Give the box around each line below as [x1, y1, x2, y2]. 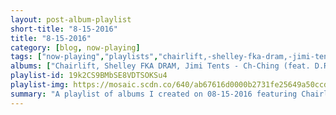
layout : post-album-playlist [10, 14, 132, 25]
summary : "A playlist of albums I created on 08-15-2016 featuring [10, 89, 298, 99]
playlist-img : [10, 80, 70, 90]
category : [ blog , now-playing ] [10, 42, 141, 53]
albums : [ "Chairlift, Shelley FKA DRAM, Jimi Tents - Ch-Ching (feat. [10, 61, 311, 71]
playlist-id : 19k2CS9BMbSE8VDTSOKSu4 [10, 71, 168, 81]
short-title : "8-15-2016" [10, 24, 118, 34]
